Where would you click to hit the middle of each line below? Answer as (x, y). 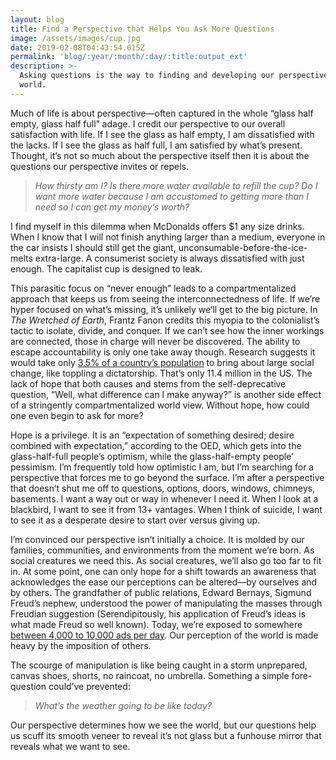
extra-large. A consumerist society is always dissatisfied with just (169, 258)
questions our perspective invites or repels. (100, 166)
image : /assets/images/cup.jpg (75, 38)
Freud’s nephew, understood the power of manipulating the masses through (166, 603)
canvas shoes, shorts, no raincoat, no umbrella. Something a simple (150, 675)
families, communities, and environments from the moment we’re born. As (162, 550)
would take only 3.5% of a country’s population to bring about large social (162, 362)
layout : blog (37, 19)
